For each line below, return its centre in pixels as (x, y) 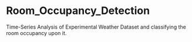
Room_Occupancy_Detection (78, 11)
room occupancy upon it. (36, 33)
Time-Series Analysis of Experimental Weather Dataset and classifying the (96, 27)
